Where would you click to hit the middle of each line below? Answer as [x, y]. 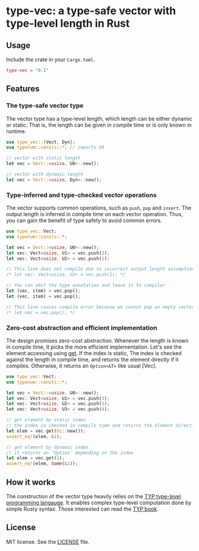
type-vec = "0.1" [28, 70]
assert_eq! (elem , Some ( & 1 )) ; [42, 464]
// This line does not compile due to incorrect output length [86, 269]
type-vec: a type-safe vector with [91, 11]
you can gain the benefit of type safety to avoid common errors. [84, 221]
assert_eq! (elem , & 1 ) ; [34, 436]
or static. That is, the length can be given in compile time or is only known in [99, 125]
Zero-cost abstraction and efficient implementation [82, 328]
